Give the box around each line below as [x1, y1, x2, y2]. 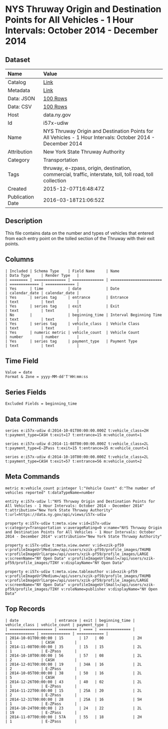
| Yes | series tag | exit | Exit [5, 303, 120, 309]
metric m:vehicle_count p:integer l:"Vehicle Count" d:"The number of [5, 485, 155, 491]
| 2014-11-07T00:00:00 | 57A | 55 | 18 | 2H [5, 714, 142, 719]
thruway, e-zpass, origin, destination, [43, 164, 131, 171]
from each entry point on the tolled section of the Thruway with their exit [5, 235, 155, 241]
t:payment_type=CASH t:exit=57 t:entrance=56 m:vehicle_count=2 [5, 459, 142, 464]
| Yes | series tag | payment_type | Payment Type [5, 338, 137, 344]
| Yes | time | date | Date [5, 286, 120, 291]
